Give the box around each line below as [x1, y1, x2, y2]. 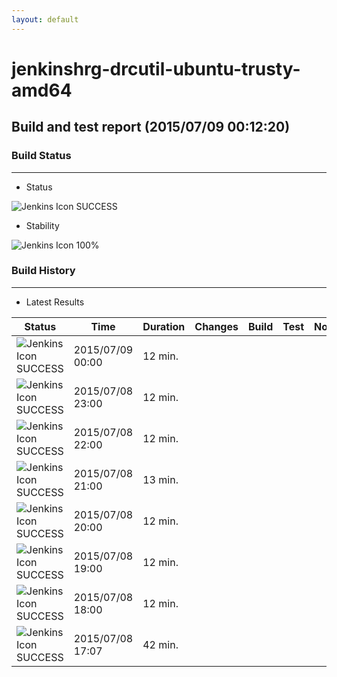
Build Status [11, 149, 72, 163]
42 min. [142, 637, 179, 651]
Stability [25, 219, 60, 231]
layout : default [11, 14, 79, 25]
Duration [142, 319, 186, 333]
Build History [11, 264, 76, 278]
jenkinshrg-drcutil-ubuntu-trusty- [11, 57, 301, 80]
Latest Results [25, 296, 85, 308]
